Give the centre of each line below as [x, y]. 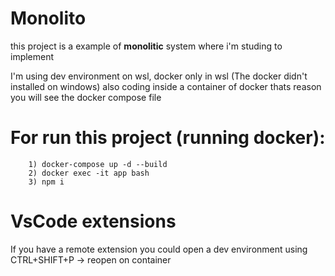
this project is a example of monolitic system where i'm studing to [146, 46]
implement [32, 56]
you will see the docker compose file [86, 97]
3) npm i [46, 182]
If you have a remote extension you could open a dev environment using [159, 249]
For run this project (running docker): [168, 138]
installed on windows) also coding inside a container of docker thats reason [166, 86]
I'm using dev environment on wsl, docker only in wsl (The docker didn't [159, 76]
